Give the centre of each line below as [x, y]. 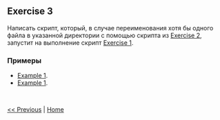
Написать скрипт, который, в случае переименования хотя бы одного [110, 28]
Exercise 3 [30, 11]
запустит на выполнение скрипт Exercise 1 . [70, 42]
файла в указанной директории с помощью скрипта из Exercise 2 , [104, 35]
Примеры [24, 60]
